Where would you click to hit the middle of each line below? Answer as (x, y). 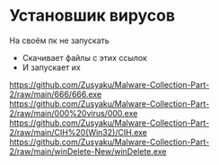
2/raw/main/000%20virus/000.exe (74, 113)
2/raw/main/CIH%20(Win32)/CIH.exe (79, 132)
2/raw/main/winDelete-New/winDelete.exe (88, 151)
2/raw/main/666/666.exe (56, 94)
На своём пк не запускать (59, 40)
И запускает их (51, 67)
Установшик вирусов (92, 16)
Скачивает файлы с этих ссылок (85, 57)
